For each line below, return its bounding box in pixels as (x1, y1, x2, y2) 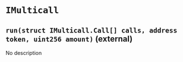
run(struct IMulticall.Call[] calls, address (5, 26, 178, 34)
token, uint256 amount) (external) (5, 34, 133, 44)
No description (5, 50, 42, 56)
